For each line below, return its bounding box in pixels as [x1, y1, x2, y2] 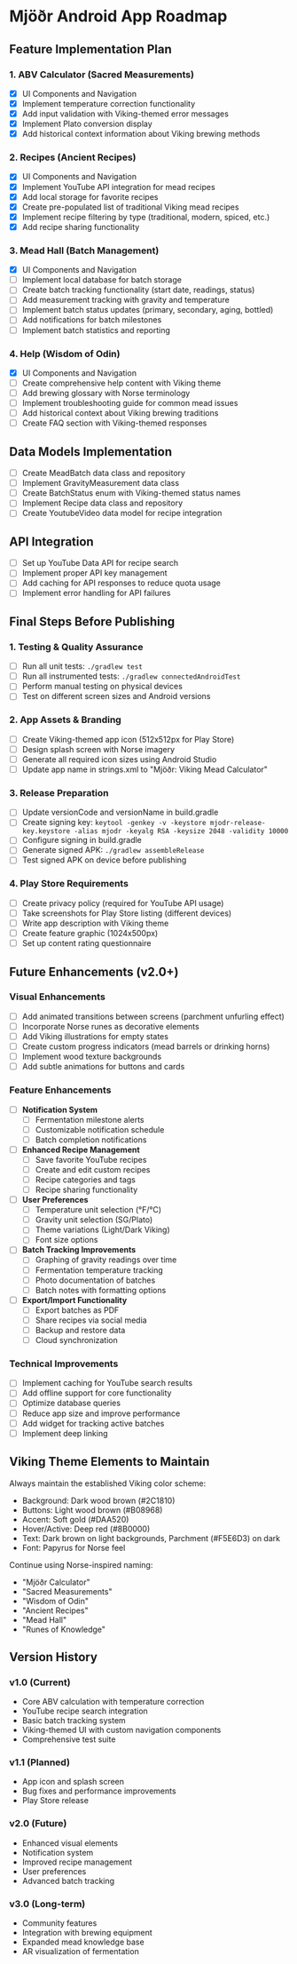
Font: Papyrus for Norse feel [21, 1542, 126, 1553]
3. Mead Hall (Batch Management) [9, 244, 160, 257]
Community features [21, 1918, 98, 1928]
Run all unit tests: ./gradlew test [21, 661, 144, 672]
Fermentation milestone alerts [35, 1114, 145, 1125]
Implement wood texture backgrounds [21, 1051, 162, 1062]
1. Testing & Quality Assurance [9, 640, 144, 653]
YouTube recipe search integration [21, 1706, 148, 1716]
